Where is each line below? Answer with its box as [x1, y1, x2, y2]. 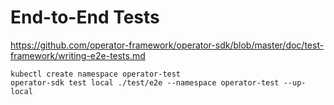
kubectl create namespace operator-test [10, 69, 182, 79]
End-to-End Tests [10, 6, 160, 29]
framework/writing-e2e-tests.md [10, 49, 146, 61]
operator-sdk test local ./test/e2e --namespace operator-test [10, 77, 280, 88]
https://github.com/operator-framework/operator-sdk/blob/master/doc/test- [10, 39, 325, 51]
